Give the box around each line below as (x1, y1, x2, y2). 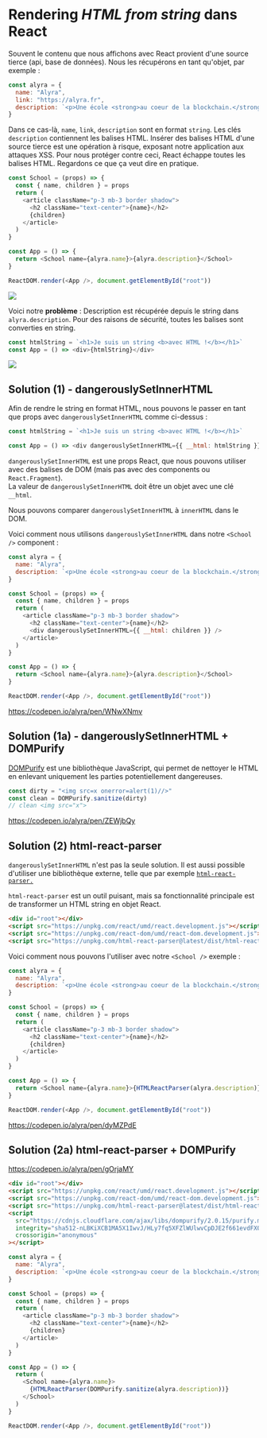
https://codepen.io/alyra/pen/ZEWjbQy (8, 816, 136, 826)
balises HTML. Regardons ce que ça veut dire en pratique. (8, 159, 199, 169)
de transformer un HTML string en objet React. (8, 900, 161, 909)
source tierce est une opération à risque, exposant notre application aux (8, 141, 245, 152)
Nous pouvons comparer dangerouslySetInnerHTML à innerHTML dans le (8, 506, 239, 514)
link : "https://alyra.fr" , (15, 95, 105, 104)
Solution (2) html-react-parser (8, 839, 162, 852)
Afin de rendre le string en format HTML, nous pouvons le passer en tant (8, 404, 246, 413)
